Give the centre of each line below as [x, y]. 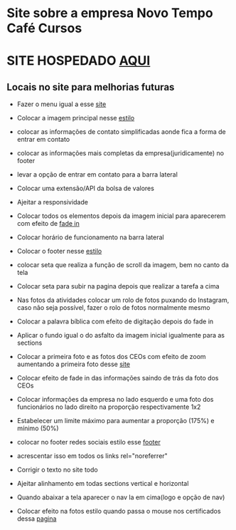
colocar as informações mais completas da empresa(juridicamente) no [120, 153]
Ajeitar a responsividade [52, 202]
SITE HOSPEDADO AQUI [79, 61]
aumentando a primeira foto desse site [74, 364]
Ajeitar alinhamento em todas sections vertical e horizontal [103, 484]
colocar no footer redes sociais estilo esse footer [88, 442]
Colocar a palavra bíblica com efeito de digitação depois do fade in [115, 321]
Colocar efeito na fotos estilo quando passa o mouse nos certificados [119, 511]
